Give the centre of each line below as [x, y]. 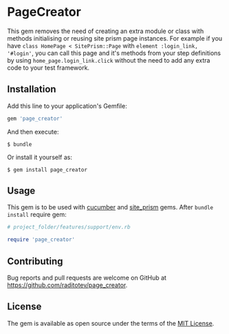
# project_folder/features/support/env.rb [69, 227]
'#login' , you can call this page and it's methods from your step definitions [114, 53]
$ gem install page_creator [47, 169]
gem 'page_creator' [35, 118]
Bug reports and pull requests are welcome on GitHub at [87, 278]
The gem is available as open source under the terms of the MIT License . [111, 323]
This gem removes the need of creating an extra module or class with [106, 31]
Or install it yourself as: [40, 157]
